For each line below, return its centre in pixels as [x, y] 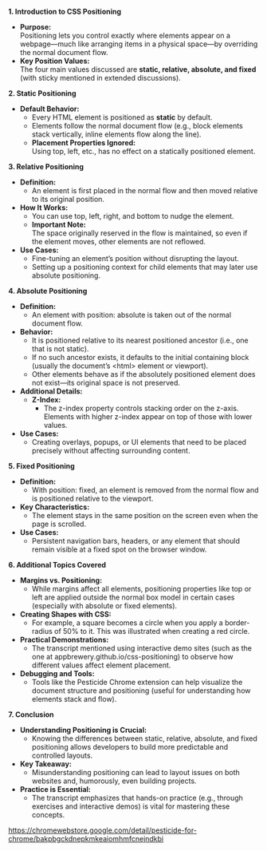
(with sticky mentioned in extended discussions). [100, 78]
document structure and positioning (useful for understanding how [141, 691]
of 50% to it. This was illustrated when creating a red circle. [152, 631]
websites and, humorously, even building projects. [114, 781]
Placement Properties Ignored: [84, 142]
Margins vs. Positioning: [61, 580]
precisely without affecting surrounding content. [111, 451]
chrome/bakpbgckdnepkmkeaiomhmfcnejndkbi [86, 839]
